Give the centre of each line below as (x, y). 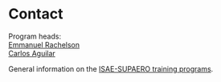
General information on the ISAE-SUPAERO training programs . (111, 68)
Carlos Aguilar (32, 53)
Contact (36, 14)
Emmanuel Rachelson (44, 44)
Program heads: (35, 36)
